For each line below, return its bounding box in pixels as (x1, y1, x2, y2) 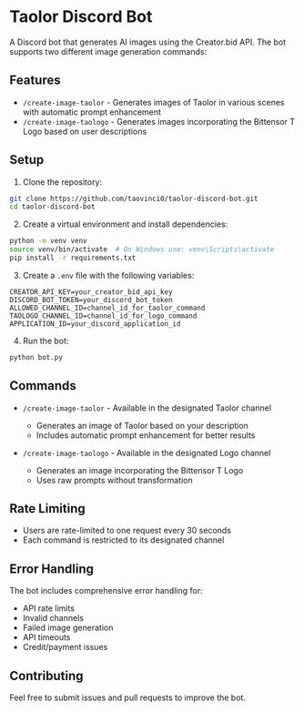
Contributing (9, 667, 84, 684)
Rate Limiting (9, 501, 86, 516)
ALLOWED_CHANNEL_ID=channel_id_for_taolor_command (9, 303, 206, 312)
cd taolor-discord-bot (9, 202, 96, 211)
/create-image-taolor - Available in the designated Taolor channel (22, 402, 271, 413)
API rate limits (22, 603, 76, 614)
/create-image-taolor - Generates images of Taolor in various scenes (22, 97, 285, 107)
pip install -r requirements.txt (9, 253, 137, 263)
